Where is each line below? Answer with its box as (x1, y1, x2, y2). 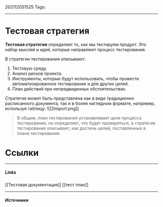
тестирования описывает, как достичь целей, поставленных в (16, 125, 146, 131)
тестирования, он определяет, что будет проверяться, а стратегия (16, 120, 156, 126)
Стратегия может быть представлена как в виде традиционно (5, 95, 134, 101)
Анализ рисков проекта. (12, 70, 63, 76)
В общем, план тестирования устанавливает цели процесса (16, 115, 142, 120)
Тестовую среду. (12, 65, 48, 71)
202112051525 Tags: (5, 4, 46, 10)
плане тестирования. (16, 130, 61, 136)
